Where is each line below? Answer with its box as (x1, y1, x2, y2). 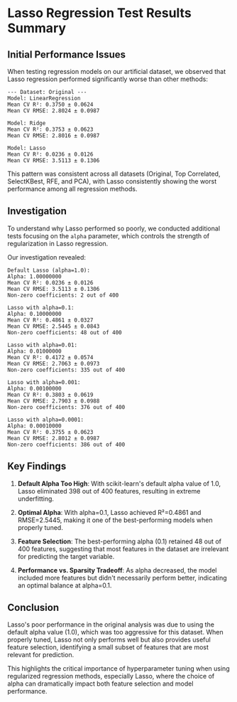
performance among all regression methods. (7, 185, 138, 193)
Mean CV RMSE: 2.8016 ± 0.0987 (7, 132, 100, 139)
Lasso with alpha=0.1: (7, 304, 75, 311)
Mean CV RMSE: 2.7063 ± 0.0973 (7, 360, 100, 367)
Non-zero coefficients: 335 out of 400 (7, 366, 126, 373)
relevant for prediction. (7, 651, 75, 659)
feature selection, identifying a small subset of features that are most (7, 643, 209, 652)
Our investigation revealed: (7, 252, 87, 261)
